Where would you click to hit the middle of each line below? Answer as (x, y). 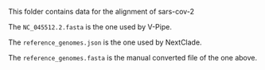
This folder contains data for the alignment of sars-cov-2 (101, 12)
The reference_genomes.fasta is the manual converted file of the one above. (133, 58)
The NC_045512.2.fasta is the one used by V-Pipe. (90, 27)
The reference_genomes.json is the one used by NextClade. (105, 42)
